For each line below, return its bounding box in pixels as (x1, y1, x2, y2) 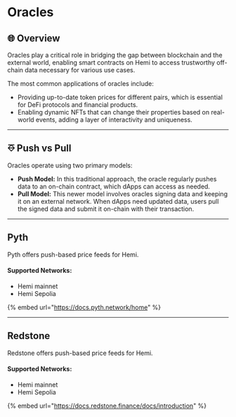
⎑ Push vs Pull (7, 142, 72, 155)
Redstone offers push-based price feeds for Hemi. (7, 349, 153, 357)
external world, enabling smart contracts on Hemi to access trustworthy (7, 58, 216, 67)
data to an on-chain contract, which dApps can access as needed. (17, 182, 211, 191)
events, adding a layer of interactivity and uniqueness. (35, 115, 193, 124)
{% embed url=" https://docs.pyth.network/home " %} (7, 303, 162, 312)
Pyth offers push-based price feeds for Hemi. (7, 250, 139, 259)
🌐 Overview (7, 32, 60, 44)
